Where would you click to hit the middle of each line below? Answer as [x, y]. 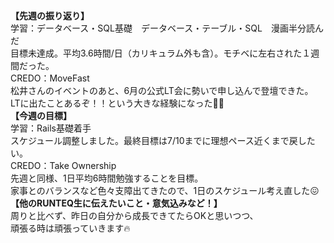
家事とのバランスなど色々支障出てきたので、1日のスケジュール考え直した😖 [165, 190]
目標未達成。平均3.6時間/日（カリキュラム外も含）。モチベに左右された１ [161, 53]
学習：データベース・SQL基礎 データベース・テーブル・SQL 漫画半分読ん [167, 28]
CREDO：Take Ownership [63, 165]
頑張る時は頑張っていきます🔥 [70, 228]
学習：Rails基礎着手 [51, 128]
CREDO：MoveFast [50, 78]
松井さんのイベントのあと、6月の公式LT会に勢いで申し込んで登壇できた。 [162, 90]
